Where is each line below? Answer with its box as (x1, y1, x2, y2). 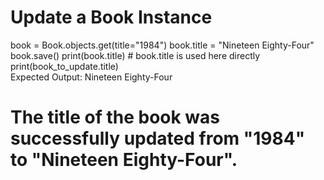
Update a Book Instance (10, 6, 213, 29)
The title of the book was (10, 106, 221, 129)
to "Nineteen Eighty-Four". (10, 149, 238, 171)
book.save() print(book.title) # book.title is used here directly (10, 49, 261, 61)
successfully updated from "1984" (10, 127, 306, 150)
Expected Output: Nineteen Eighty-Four (10, 71, 173, 83)
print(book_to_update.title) (10, 60, 119, 72)
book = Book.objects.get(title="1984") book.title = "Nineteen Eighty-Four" (10, 39, 315, 51)
